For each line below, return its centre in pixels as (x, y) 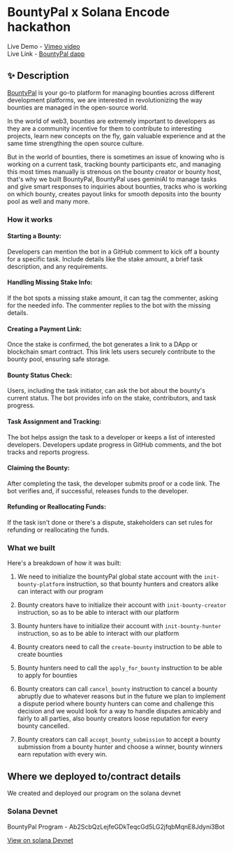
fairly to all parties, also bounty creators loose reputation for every (112, 719)
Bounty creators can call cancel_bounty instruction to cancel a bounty (117, 689)
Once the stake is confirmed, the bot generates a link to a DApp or (102, 344)
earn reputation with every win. (62, 755)
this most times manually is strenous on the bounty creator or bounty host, (115, 171)
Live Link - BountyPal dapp (46, 54)
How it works (30, 219)
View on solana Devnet (40, 840)
